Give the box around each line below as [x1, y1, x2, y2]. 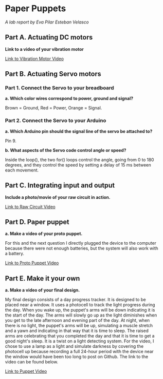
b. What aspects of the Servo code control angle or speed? [5, 147, 127, 153]
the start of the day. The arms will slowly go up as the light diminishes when [5, 312, 157, 318]
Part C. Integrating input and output [5, 181, 115, 189]
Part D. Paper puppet [5, 218, 70, 226]
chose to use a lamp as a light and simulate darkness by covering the [5, 343, 144, 349]
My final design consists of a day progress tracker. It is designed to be [5, 296, 146, 303]
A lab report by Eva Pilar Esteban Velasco [5, 19, 89, 25]
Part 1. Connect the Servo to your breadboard [5, 84, 114, 91]
